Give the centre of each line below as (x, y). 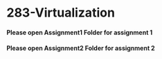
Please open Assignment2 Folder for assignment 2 (81, 48)
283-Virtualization (61, 13)
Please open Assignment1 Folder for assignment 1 (80, 32)
